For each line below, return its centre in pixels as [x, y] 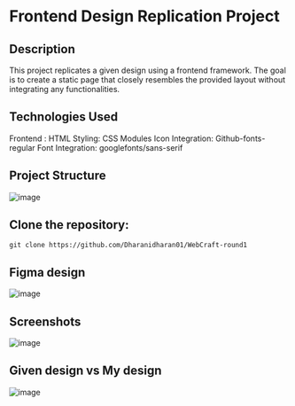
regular [22, 147]
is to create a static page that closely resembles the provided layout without [147, 80]
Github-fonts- [241, 138]
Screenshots [45, 321]
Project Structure [58, 176]
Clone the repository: [69, 225]
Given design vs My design [85, 371]
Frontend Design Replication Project [145, 16]
